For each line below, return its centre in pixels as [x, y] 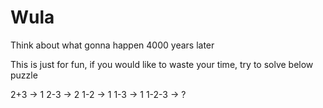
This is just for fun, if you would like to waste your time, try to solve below [162, 64]
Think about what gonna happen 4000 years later [112, 45]
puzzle [24, 75]
